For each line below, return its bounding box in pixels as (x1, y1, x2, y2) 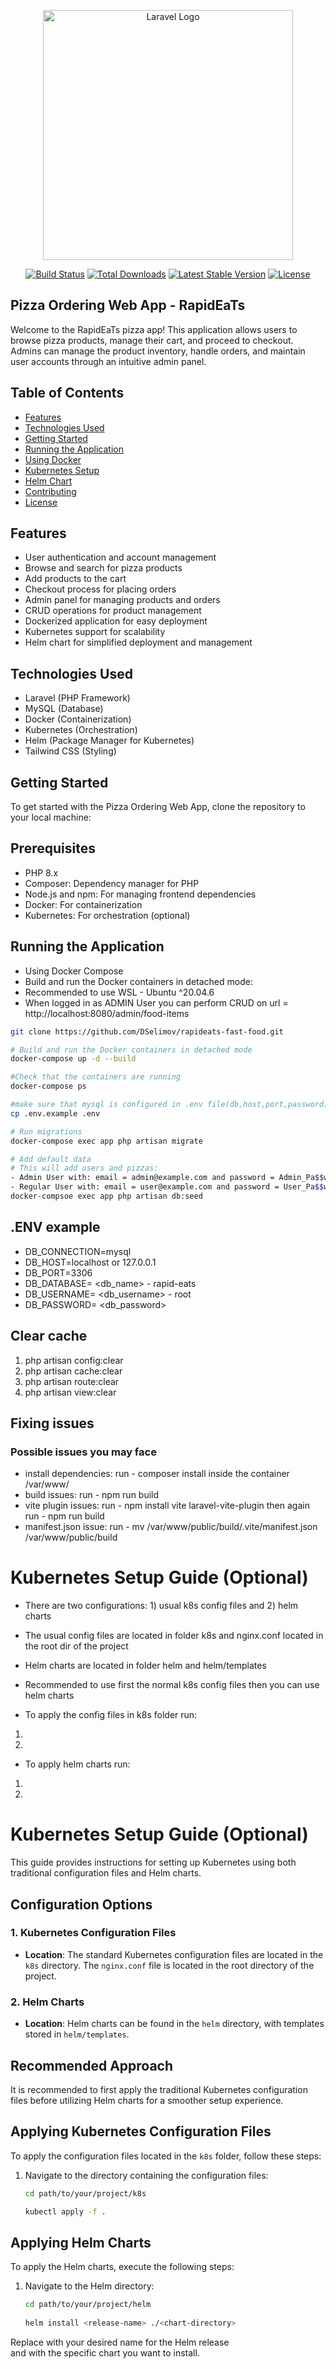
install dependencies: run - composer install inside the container (24, 1468, 290, 1480)
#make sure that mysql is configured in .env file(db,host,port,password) (10, 1100, 329, 1110)
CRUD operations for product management (24, 605, 202, 617)
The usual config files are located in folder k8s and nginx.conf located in (24, 1630, 324, 1642)
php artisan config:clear (24, 1354, 124, 1366)
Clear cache (10, 1328, 88, 1345)
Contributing (24, 485, 77, 497)
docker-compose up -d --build (10, 1054, 137, 1064)
